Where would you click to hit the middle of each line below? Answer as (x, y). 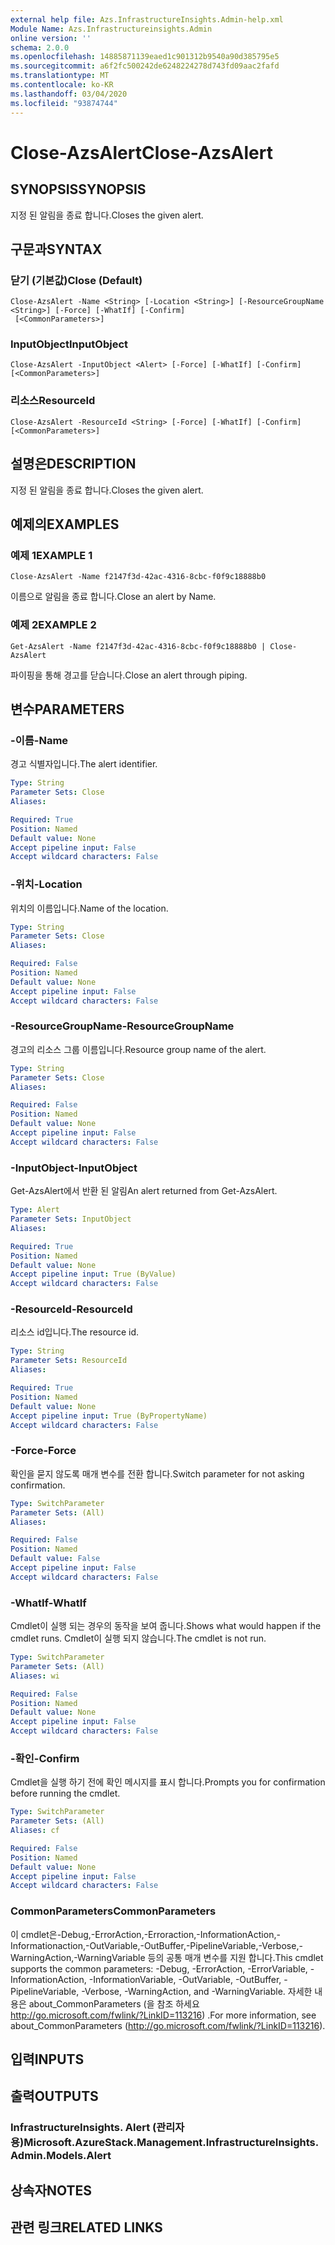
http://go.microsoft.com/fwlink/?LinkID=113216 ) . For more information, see (163, 2015)
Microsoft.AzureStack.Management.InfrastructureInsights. (171, 2143)
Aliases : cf (35, 1831)
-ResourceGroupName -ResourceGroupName (122, 1026)
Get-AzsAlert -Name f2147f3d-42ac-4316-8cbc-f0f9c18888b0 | (138, 646)
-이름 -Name (39, 740)
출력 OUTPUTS (54, 2096)
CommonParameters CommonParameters (113, 1911)
